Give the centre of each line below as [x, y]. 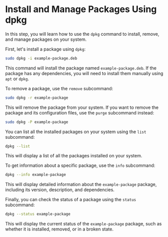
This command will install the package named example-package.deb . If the [81, 68]
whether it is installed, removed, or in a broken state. [59, 229]
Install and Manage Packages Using [81, 9]
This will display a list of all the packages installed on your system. [74, 156]
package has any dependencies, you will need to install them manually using [84, 73]
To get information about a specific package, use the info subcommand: [80, 165]
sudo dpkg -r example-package [37, 98]
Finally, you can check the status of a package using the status [71, 200]
